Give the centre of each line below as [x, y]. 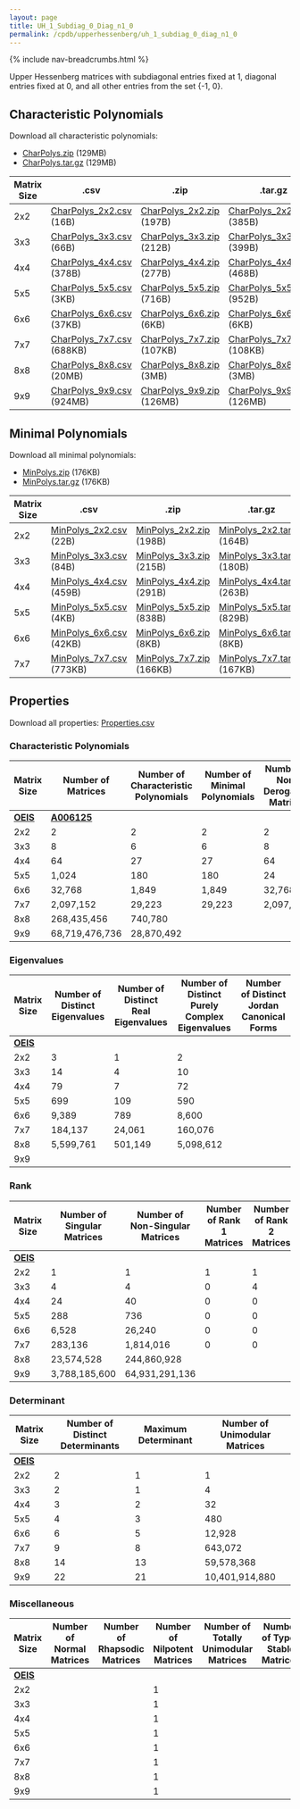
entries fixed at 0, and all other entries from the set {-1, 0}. [116, 87]
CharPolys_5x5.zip [180, 288]
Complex [204, 1017]
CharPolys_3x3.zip [180, 237]
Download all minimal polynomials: [73, 455]
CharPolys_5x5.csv [91, 288]
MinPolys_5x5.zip [173, 607]
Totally [228, 1638]
